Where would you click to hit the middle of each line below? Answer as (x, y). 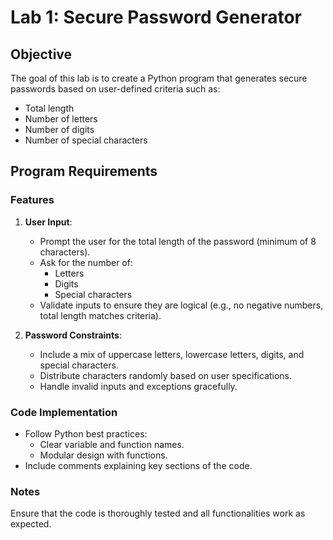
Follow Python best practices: (86, 433)
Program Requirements (84, 171)
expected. (31, 524)
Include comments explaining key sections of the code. (138, 465)
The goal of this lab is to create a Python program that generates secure (159, 78)
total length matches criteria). (100, 315)
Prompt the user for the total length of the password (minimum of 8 (178, 241)
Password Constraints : (73, 335)
